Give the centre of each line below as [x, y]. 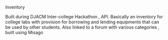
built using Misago [24, 32]
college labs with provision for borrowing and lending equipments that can [82, 22]
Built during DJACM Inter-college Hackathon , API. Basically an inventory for [84, 17]
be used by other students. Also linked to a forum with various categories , [82, 27]
